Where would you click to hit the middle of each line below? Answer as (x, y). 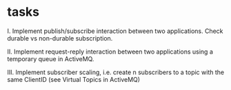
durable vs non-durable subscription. (60, 38)
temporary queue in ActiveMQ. (51, 58)
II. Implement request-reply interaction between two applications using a (110, 52)
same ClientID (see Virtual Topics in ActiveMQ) (73, 79)
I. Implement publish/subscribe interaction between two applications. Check (115, 31)
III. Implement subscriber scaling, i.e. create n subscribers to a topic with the (116, 72)
